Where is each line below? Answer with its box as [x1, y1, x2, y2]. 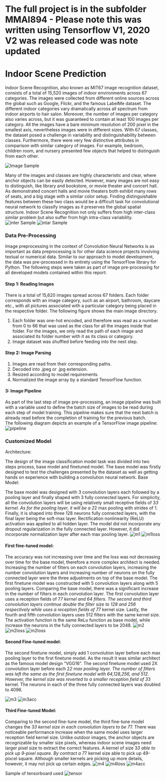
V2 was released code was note [5, 35, 138, 47]
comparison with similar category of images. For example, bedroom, [5, 143, 144, 149]
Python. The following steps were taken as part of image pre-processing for [5, 264, 160, 271]
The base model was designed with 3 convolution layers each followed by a [5, 489, 160, 495]
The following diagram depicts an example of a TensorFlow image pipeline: [5, 420, 158, 426]
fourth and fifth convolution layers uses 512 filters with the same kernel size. [5, 612, 161, 617]
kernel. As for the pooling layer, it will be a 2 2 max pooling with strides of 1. [5, 505, 158, 511]
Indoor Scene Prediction [5, 68, 107, 80]
